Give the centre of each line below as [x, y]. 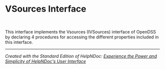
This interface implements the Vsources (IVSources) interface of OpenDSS [81, 32]
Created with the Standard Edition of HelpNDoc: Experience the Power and [81, 56]
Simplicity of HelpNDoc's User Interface [46, 61]
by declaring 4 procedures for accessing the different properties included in [82, 37]
